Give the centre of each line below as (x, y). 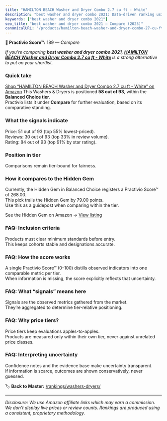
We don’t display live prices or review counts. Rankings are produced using (83, 408)
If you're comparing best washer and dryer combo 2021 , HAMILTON (76, 52)
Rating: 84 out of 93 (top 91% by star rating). (51, 142)
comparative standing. (28, 108)
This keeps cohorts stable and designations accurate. (60, 244)
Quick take (18, 76)
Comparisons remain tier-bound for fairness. (51, 166)
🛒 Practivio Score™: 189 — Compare (42, 42)
